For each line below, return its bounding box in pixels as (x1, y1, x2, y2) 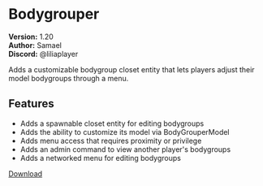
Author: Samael (8, 40, 63, 50)
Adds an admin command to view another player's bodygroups (19, 144, 231, 154)
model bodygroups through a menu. (8, 73, 129, 83)
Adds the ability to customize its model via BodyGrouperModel (19, 127, 230, 136)
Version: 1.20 (8, 32, 54, 41)
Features (8, 97, 54, 110)
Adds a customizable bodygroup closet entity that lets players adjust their (8, 64, 255, 74)
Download (8, 168, 43, 179)
